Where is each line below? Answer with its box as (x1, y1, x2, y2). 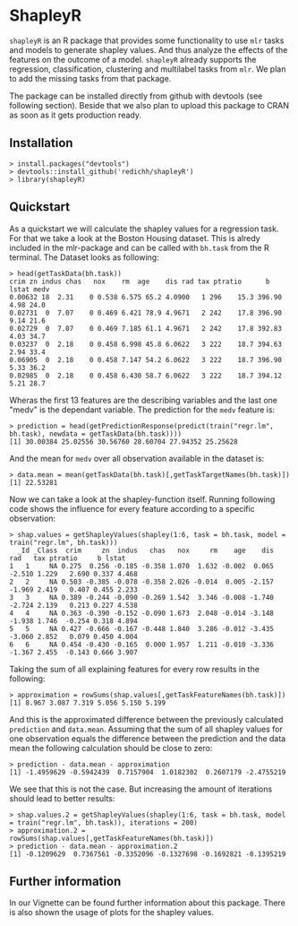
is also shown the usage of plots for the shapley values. (9, 907, 215, 918)
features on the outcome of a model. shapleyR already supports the (9, 54, 257, 65)
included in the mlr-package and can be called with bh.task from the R (9, 242, 270, 253)
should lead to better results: (9, 792, 115, 803)
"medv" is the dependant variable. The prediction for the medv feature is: (9, 404, 276, 415)
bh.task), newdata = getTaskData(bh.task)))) (9, 429, 182, 438)
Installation (9, 135, 73, 151)
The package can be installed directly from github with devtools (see (9, 91, 263, 101)
